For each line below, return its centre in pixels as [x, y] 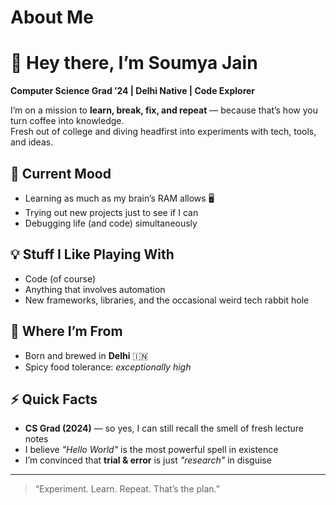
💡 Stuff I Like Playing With [92, 254]
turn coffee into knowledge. [67, 121]
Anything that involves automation [95, 289]
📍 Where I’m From [66, 331]
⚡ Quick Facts [54, 399]
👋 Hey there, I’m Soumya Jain [134, 63]
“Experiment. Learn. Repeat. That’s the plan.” [127, 489]
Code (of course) [60, 278]
